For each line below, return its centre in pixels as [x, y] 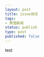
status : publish [21, 28]
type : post [16, 32]
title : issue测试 [22, 14]
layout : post [18, 9]
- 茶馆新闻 [14, 23]
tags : [10, 18]
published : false [22, 37]
